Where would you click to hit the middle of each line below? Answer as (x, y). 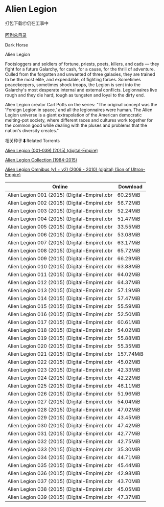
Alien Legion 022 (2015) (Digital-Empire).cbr (60, 362)
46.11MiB (129, 386)
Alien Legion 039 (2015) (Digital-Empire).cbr (60, 497)
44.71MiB (129, 457)
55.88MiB (129, 338)
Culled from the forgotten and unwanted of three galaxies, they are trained (80, 74)
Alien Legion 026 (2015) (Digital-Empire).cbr (60, 393)
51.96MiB (129, 393)
